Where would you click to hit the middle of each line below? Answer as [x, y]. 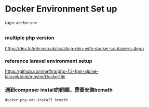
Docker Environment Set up [61, 9]
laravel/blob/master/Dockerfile [35, 77]
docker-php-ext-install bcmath [36, 100]
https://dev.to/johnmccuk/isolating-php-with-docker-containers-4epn [74, 48]
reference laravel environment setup [49, 61]
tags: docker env [21, 22]
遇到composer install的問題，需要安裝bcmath [59, 90]
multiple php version [30, 38]
